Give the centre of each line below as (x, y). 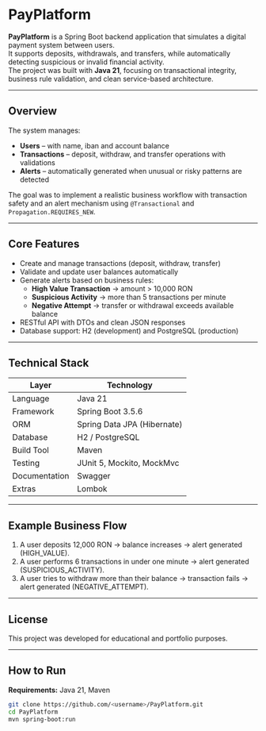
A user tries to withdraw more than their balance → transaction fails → (134, 579)
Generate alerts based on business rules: (87, 280)
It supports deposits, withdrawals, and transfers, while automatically (120, 53)
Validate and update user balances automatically (99, 271)
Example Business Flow (68, 525)
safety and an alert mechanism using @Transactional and (101, 203)
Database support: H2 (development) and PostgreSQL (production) (129, 330)
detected (34, 179)
